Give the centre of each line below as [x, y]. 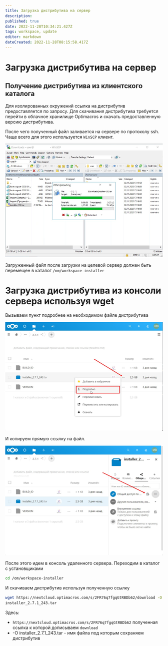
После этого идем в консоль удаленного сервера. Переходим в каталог [82, 563]
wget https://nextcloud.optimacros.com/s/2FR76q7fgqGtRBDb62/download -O [84, 597]
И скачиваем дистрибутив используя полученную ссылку [67, 587]
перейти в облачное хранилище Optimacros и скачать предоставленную [83, 116]
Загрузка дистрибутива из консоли [83, 290]
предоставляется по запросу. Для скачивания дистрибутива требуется [82, 111]
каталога [20, 94]
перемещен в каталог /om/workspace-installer [55, 270]
